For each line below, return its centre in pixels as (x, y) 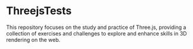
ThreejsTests (39, 11)
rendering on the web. (33, 40)
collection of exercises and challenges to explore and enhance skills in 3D (96, 33)
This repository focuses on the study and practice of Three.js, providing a (96, 27)
